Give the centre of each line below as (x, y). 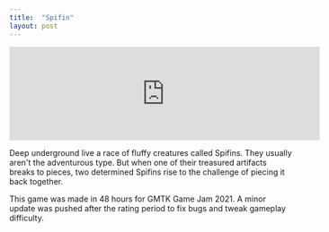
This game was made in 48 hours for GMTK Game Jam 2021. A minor (138, 199)
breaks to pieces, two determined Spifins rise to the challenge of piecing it (147, 172)
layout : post (34, 26)
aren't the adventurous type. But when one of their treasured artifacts (138, 162)
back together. (36, 181)
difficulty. (27, 218)
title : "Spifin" (42, 17)
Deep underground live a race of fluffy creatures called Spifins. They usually (151, 152)
